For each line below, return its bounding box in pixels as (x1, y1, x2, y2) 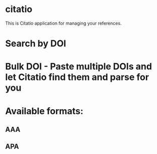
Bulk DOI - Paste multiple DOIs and (5, 61, 152, 72)
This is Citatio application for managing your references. (5, 20, 122, 26)
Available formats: (5, 105, 84, 117)
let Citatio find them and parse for (5, 71, 149, 83)
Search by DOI (5, 38, 66, 49)
